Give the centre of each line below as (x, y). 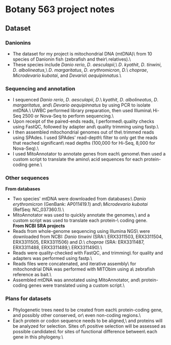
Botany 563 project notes (60, 9)
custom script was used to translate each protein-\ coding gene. (80, 221)
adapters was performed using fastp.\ (52, 258)
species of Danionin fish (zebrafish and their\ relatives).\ (72, 59)
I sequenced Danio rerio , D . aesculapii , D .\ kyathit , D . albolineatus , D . (85, 100)
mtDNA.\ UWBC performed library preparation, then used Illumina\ (82, 111)
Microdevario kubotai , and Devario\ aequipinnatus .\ (67, 75)
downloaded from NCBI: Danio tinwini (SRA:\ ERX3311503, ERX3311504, (88, 237)
